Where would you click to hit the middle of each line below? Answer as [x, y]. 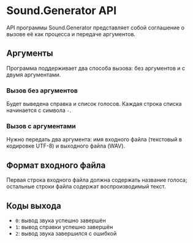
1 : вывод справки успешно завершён [64, 226]
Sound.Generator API [62, 11]
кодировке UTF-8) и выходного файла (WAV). [66, 146]
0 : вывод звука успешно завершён [60, 220]
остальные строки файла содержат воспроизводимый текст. [86, 187]
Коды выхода [34, 206]
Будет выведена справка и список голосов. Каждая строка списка [94, 104]
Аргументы [30, 54]
